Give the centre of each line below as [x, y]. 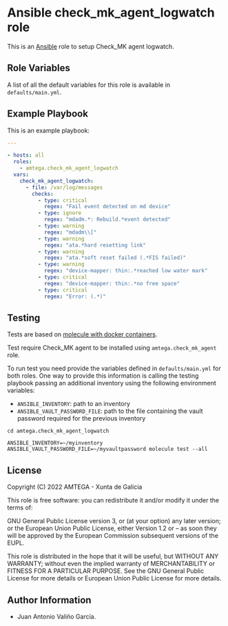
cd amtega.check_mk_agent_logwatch [58, 431]
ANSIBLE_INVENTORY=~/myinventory [55, 443]
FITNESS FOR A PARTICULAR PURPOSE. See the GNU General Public [106, 571]
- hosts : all [26, 155]
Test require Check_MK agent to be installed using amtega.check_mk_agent [112, 348]
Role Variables [39, 68]
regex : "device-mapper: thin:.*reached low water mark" [126, 271]
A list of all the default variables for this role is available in [89, 85]
